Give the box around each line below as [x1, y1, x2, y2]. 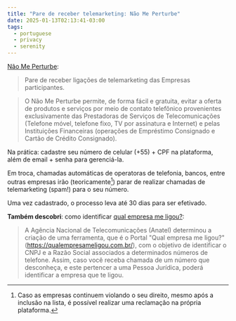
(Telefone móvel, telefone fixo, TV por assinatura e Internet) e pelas [24, 119, 221, 127]
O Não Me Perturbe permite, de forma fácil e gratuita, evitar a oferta [24, 97, 222, 105]
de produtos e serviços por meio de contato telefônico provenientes [24, 105, 222, 112]
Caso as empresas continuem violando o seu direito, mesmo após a [17, 291, 214, 299]
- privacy [13, 37, 42, 44]
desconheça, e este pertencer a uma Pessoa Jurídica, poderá [24, 263, 204, 271]
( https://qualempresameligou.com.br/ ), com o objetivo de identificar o [24, 240, 227, 249]
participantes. [24, 84, 65, 91]
